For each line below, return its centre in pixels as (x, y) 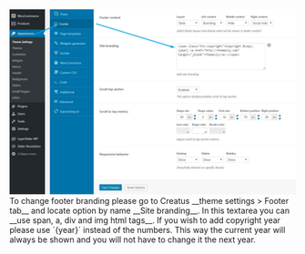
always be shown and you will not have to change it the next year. (133, 239)
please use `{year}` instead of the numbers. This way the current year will (147, 229)
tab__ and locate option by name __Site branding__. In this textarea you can (149, 210)
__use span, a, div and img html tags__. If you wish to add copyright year (145, 220)
